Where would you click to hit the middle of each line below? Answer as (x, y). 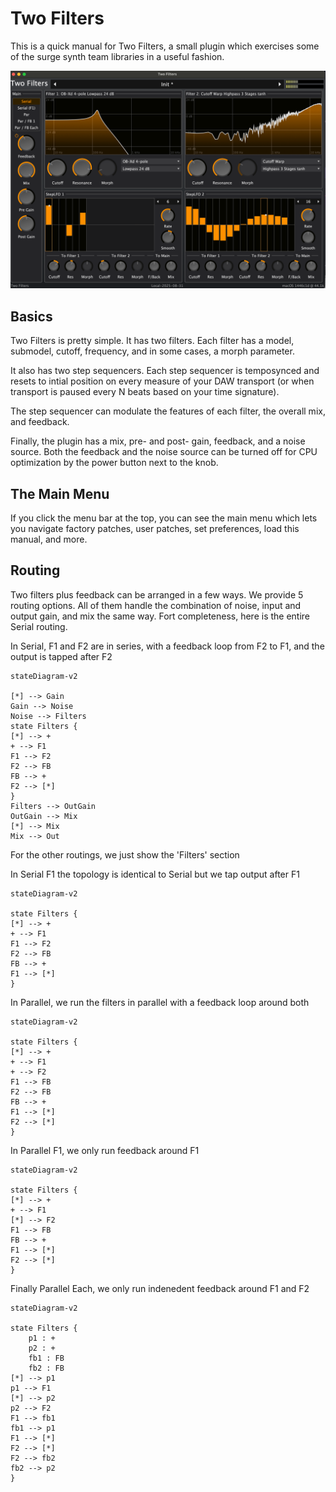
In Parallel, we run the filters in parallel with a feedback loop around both (160, 1002)
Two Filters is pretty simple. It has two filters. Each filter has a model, (152, 341)
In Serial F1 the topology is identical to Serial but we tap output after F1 (155, 874)
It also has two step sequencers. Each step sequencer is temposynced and (165, 371)
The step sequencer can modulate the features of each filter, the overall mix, (168, 411)
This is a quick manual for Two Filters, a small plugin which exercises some (165, 46)
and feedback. (40, 422)
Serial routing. (39, 626)
